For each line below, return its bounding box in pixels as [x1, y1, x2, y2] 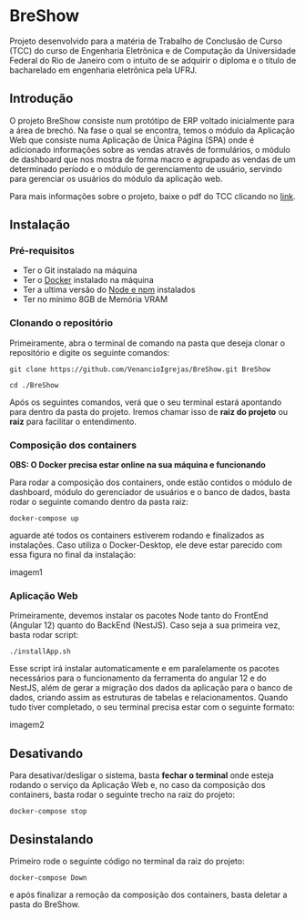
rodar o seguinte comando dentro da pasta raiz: [9, 497, 188, 508]
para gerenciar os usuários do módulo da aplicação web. [9, 173, 223, 184]
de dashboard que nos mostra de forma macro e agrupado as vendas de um [9, 154, 296, 165]
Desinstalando [9, 832, 94, 847]
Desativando [9, 745, 84, 761]
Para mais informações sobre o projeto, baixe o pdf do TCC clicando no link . [9, 190, 296, 201]
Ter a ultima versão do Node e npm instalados [22, 284, 196, 296]
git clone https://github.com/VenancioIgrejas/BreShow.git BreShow [9, 365, 271, 374]
